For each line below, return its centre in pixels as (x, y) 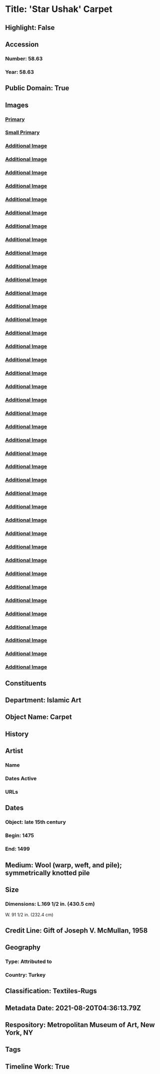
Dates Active (21, 779)
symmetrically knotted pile (48, 873)
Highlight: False (30, 28)
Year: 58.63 (20, 72)
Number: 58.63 (24, 58)
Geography (23, 947)
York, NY (19, 1033)
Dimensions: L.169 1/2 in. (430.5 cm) (50, 904)
